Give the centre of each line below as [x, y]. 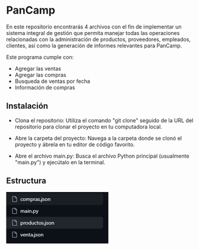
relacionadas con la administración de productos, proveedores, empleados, [99, 39]
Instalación [27, 106]
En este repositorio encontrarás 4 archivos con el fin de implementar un [94, 27]
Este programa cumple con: [40, 57]
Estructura [26, 181]
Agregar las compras [40, 75]
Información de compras [45, 87]
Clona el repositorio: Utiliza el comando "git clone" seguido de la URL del [104, 120]
